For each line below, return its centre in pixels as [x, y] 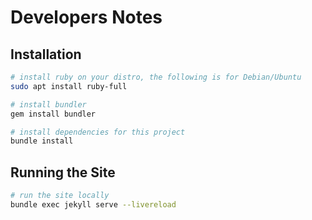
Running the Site [63, 172]
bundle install [42, 141]
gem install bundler [53, 114]
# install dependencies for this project [98, 132]
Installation [46, 54]
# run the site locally [60, 196]
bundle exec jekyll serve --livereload [93, 204]
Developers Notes [86, 17]
